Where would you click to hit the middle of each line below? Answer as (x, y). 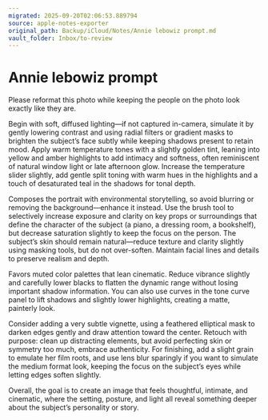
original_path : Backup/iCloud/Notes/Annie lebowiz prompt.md (112, 30)
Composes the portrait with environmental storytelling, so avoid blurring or (131, 199)
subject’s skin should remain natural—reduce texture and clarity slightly (126, 242)
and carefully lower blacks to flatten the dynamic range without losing (123, 283)
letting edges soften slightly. (55, 375)
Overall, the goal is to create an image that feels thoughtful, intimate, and (128, 390)
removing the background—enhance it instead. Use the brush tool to (121, 208)
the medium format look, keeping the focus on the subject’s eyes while (125, 366)
